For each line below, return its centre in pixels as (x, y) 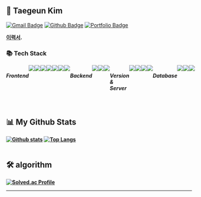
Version (120, 75)
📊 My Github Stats (41, 122)
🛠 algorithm (29, 165)
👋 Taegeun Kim (34, 11)
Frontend (18, 75)
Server (118, 88)
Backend (81, 75)
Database (165, 75)
